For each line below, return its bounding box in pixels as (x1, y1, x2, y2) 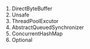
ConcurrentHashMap (11, 30, 63, 37)
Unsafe (11, 11, 29, 18)
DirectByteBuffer (11, 5, 53, 12)
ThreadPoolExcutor (11, 18, 59, 24)
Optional (11, 37, 32, 43)
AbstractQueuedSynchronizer (11, 24, 84, 31)
